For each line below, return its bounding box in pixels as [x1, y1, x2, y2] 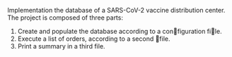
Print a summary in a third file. [17, 42, 105, 50]
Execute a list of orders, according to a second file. [17, 34, 171, 43]
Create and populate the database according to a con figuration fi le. [17, 27, 222, 35]
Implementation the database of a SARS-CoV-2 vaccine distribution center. [7, 6, 226, 14]
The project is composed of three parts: [7, 13, 124, 22]
